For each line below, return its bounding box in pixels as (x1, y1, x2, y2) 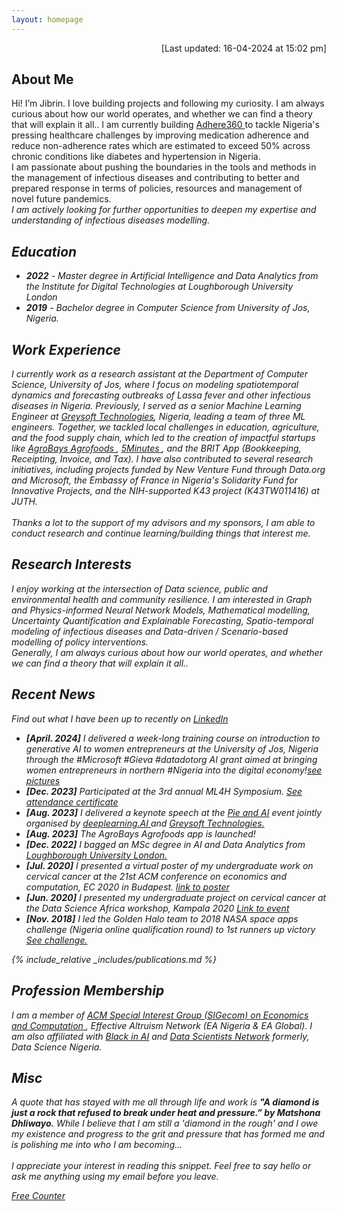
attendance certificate (25, 796, 119, 808)
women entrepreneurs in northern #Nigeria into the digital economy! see (25, 764, 323, 776)
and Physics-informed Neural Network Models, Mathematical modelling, (11, 604, 311, 616)
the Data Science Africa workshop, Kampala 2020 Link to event (25, 902, 290, 914)
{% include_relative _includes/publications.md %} (11, 953, 217, 965)
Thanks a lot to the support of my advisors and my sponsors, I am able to (11, 517, 316, 529)
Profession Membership (11, 982, 165, 1000)
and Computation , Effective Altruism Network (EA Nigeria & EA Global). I (11, 1019, 313, 1031)
